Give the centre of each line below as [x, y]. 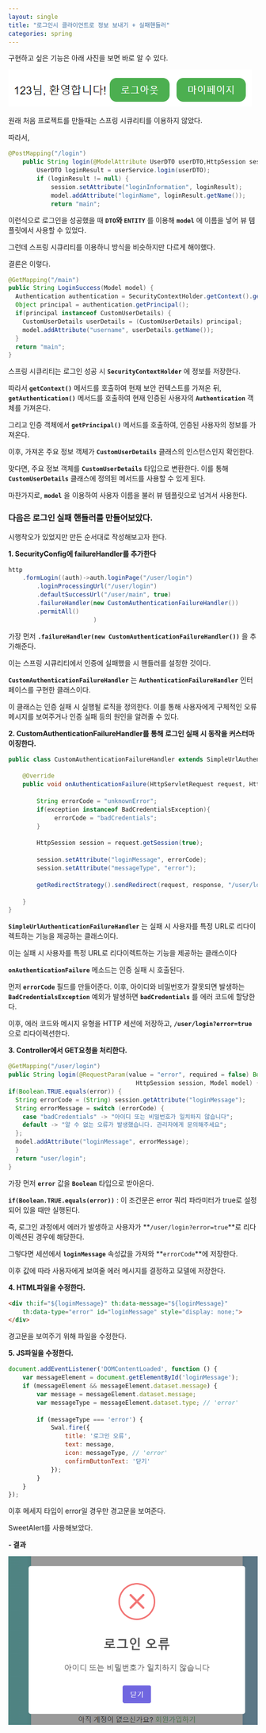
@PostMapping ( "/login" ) [47, 154]
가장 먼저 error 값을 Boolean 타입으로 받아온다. [81, 1183]
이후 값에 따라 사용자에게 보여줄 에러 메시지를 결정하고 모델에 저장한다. [117, 1270]
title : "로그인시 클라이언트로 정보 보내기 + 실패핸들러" [89, 25]
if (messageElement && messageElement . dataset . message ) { [120, 1386]
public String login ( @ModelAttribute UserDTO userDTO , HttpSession [134, 162]
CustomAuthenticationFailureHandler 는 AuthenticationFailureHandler [123, 680]
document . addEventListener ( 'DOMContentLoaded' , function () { [113, 1369]
